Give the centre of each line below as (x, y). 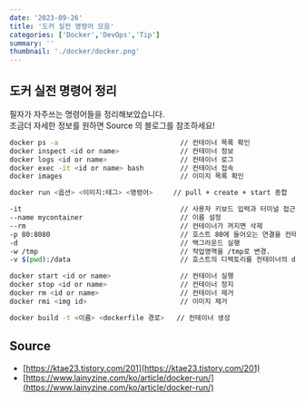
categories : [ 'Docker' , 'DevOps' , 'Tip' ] (85, 34)
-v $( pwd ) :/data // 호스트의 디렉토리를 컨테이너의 (148, 260)
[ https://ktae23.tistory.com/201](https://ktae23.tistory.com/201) (141, 368)
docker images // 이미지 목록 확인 (127, 176)
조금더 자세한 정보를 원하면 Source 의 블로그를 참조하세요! (112, 125)
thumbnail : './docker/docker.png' (75, 52)
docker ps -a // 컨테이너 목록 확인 (130, 142)
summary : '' (32, 43)
